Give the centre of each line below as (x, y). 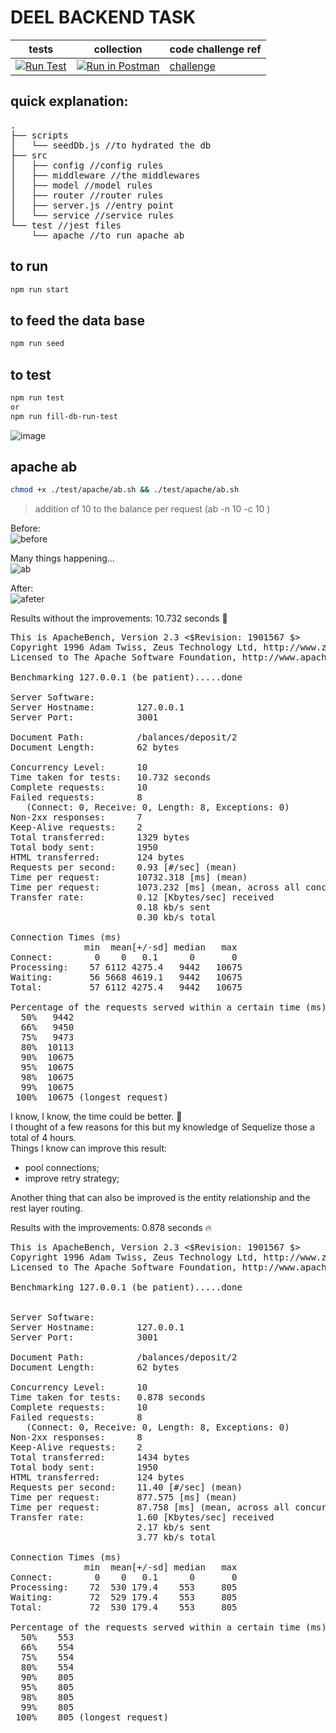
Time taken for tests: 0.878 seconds (108, 1397)
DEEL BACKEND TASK (103, 17)
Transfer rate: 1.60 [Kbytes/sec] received (142, 1517)
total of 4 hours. (43, 1138)
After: (22, 588)
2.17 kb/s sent (174, 1527)
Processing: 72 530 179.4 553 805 (124, 1587)
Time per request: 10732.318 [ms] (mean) (129, 877)
